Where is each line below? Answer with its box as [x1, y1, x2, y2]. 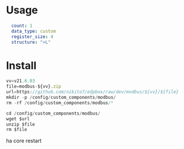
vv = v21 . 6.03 [6, 78, 35, 84]
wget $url [6, 116, 30, 122]
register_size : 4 [11, 33, 54, 40]
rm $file [6, 127, 27, 133]
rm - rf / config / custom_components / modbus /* [6, 100, 114, 106]
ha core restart [6, 137, 42, 144]
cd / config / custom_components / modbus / [6, 110, 100, 116]
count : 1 [11, 23, 33, 29]
